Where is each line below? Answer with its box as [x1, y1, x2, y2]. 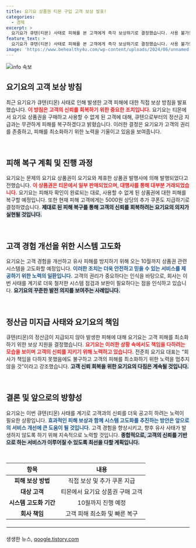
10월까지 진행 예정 [77, 498, 127, 507]
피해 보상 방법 [14, 477, 50, 485]
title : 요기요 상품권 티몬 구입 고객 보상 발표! [6, 8, 107, 15]
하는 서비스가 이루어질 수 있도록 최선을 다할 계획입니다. [16, 439, 140, 446]
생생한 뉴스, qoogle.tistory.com [6, 535, 79, 542]
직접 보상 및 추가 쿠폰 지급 [68, 477, 135, 485]
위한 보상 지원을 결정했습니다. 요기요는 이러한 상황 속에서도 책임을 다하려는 [16, 341, 185, 348]
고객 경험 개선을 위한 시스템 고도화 [6, 241, 121, 251]
